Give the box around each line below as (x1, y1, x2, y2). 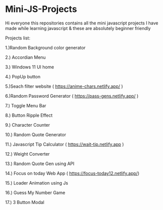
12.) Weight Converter (5, 151, 50, 157)
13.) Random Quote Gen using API (5, 161, 75, 167)
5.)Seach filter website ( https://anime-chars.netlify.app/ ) (5, 83, 123, 89)
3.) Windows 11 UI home (5, 64, 54, 70)
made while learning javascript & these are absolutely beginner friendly (5, 25, 151, 31)
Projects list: (5, 35, 31, 41)
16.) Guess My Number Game (5, 190, 66, 196)
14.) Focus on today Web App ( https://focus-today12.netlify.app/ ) (5, 170, 140, 176)
